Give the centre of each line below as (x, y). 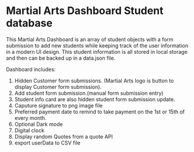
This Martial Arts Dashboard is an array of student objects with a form (90, 39)
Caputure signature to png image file (59, 105)
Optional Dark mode (38, 124)
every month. (30, 118)
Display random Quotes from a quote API (64, 136)
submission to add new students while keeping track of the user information (97, 46)
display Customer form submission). (58, 87)
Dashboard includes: (31, 69)
